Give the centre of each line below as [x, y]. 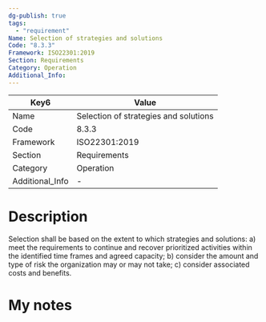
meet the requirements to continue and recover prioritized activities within [130, 247]
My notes [40, 305]
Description [48, 216]
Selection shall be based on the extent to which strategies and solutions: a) [132, 239]
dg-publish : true [37, 16]
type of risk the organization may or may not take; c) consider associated [129, 264]
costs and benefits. [40, 272]
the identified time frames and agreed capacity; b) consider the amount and [133, 256]
